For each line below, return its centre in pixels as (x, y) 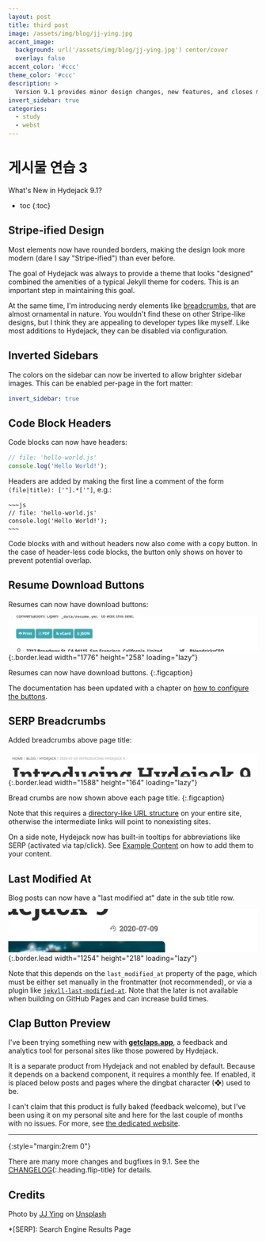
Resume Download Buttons (76, 585)
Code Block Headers (60, 423)
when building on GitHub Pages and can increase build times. (108, 998)
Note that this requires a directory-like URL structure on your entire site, (125, 813)
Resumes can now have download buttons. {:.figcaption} (101, 672)
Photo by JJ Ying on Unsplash (57, 1214)
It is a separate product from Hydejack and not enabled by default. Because (132, 1066)
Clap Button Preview (59, 1023)
